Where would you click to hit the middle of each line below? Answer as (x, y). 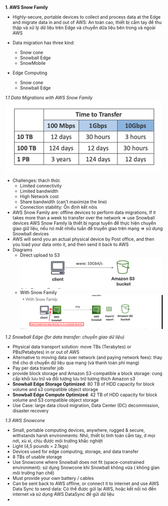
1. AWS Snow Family (27, 7)
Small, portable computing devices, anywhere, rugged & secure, (78, 430)
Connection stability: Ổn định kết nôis (58, 207)
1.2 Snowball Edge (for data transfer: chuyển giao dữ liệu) (65, 337)
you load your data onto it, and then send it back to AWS (70, 244)
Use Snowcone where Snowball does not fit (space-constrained (78, 462)
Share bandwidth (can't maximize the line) (63, 202)
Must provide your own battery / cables (53, 478)
